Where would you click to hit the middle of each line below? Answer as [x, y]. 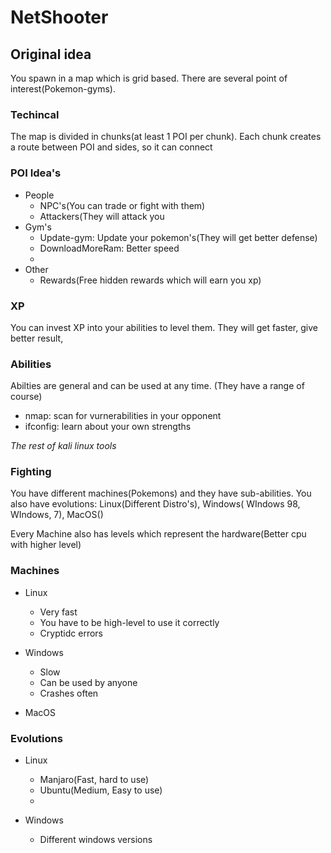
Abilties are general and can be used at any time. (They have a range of [157, 386]
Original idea [51, 54]
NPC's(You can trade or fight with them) [122, 205]
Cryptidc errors [71, 633]
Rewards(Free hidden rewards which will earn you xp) [150, 280]
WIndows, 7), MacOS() [57, 515]
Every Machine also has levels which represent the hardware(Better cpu [158, 534]
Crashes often [69, 693]
